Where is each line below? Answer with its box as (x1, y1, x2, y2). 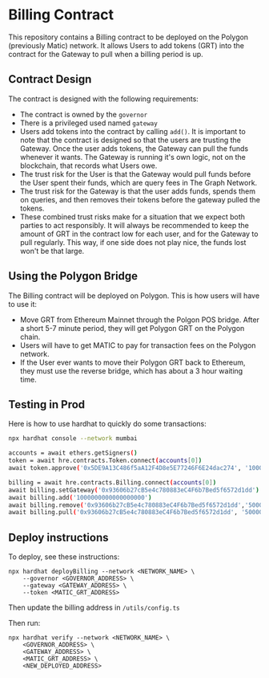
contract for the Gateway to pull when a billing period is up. (8, 49, 204, 59)
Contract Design (8, 72, 92, 86)
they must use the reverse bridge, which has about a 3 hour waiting (19, 366, 243, 375)
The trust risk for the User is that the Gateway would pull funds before (19, 169, 251, 178)
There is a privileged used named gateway (19, 118, 158, 128)
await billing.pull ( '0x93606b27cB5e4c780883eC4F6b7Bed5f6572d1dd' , (8, 508, 239, 517)
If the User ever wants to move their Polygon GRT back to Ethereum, (19, 357, 246, 367)
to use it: (8, 299, 38, 308)
